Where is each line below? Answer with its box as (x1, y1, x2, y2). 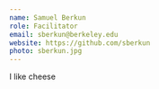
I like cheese (9, 71, 57, 82)
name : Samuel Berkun (9, 13, 87, 22)
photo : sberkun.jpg (9, 47, 83, 56)
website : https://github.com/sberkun (9, 38, 151, 48)
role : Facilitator (9, 22, 78, 31)
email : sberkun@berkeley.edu (9, 30, 119, 39)
